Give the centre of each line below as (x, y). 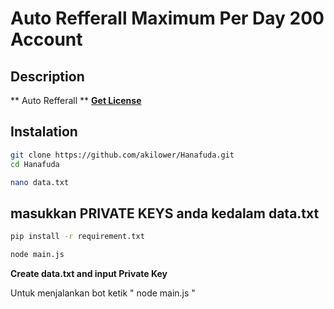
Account (46, 39)
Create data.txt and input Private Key (89, 273)
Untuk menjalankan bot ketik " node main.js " (103, 293)
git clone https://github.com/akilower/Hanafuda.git (122, 155)
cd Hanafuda (35, 164)
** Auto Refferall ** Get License (76, 100)
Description (47, 76)
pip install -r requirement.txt (77, 237)
